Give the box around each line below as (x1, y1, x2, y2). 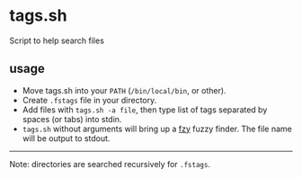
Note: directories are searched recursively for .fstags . (9, 158, 211, 169)
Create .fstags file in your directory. (22, 94, 157, 105)
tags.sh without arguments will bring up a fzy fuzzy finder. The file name (22, 123, 292, 134)
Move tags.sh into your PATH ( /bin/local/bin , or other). (22, 85, 226, 95)
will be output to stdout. (22, 132, 111, 144)
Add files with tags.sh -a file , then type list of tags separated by (22, 104, 268, 115)
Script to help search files (9, 35, 105, 46)
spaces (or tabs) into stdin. (22, 113, 122, 124)
